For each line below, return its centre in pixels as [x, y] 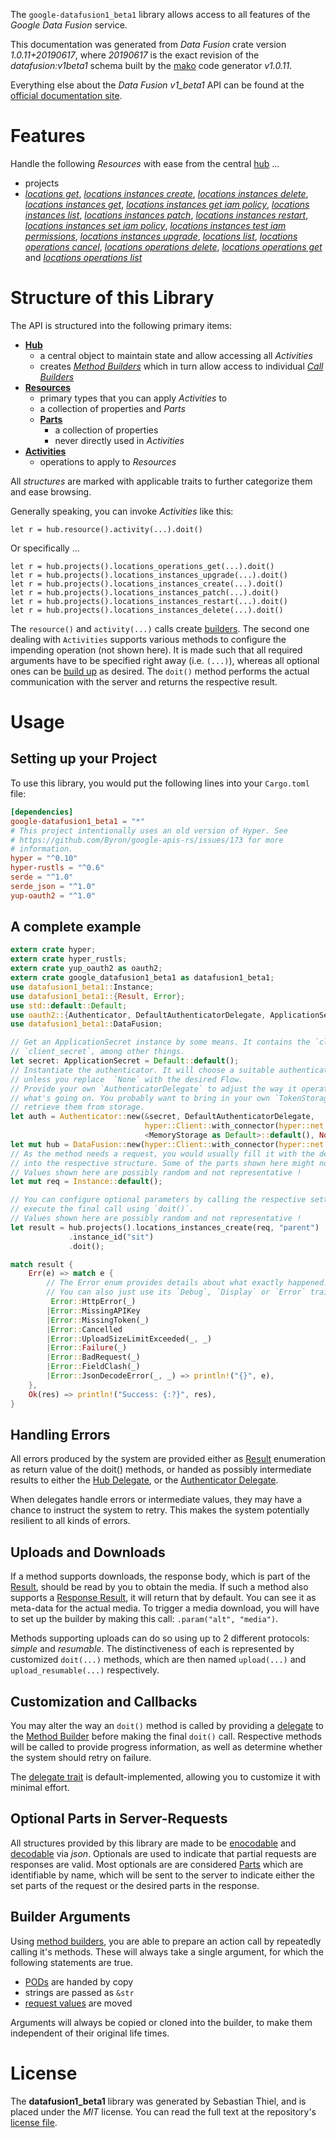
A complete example [76, 927]
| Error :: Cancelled [84, 1329]
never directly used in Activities [119, 440]
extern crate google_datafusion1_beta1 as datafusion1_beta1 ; [142, 978]
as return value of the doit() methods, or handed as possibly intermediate [161, 1470]
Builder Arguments [70, 1917]
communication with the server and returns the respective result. [144, 681]
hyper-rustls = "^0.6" [57, 868]
